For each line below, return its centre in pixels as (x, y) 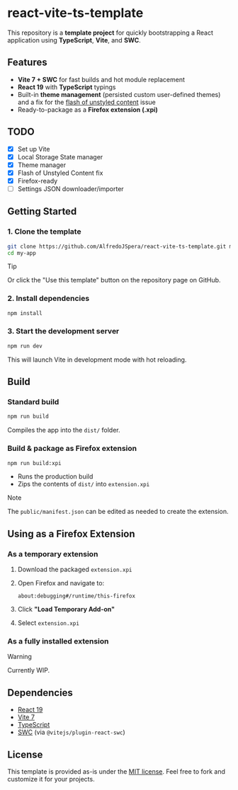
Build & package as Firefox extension (72, 449)
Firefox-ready (38, 181)
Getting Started (42, 211)
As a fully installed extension (58, 641)
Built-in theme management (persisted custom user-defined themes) (119, 94)
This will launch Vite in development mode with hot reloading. (97, 360)
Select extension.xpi (49, 623)
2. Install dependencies (49, 299)
